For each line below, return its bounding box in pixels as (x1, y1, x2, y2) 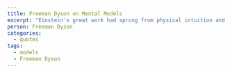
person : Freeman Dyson (7, 23, 73, 30)
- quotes (13, 36, 39, 43)
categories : (7, 29, 42, 37)
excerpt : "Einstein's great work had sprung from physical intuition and (7, 17, 226, 24)
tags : (7, 42, 23, 49)
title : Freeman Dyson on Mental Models (7, 10, 123, 17)
